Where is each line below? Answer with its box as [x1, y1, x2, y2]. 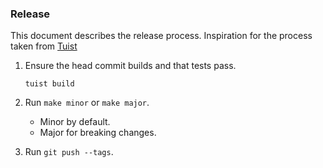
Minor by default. [39, 116, 111, 128]
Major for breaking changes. [39, 127, 157, 139]
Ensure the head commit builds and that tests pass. [24, 60, 237, 72]
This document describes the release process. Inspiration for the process [10, 30, 313, 42]
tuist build [24, 79, 75, 89]
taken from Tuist [10, 40, 78, 52]
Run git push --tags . [24, 146, 114, 158]
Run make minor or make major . [24, 97, 150, 109]
